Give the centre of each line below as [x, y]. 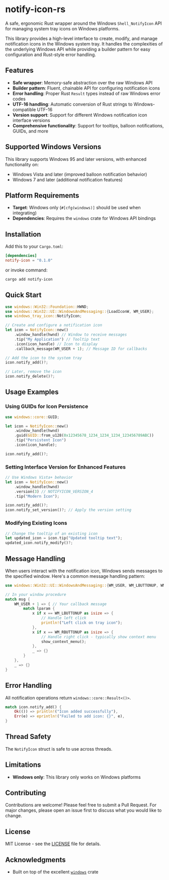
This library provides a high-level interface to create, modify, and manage [81, 38]
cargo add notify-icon [29, 279]
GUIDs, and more [30, 131]
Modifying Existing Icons [36, 523]
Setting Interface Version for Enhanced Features [65, 467]
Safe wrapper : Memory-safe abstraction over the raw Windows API [82, 82]
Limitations [23, 765]
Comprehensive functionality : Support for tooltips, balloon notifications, [88, 125]
